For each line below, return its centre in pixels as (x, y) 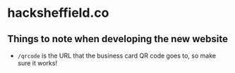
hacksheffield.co (58, 13)
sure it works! (37, 63)
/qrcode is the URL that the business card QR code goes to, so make (117, 55)
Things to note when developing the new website (117, 39)
